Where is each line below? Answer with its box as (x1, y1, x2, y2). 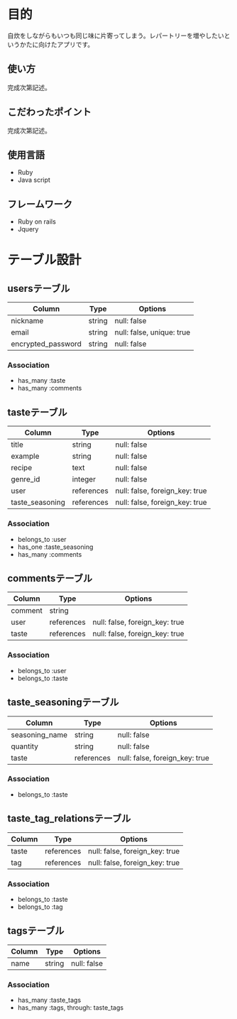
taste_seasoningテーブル (7, 697, 119, 709)
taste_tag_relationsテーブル (7, 812, 131, 824)
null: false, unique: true (114, 327, 190, 337)
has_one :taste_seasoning (17, 543, 94, 551)
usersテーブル (7, 282, 70, 295)
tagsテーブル (7, 925, 65, 937)
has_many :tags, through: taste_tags (17, 1003, 124, 1012)
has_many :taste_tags (17, 996, 82, 1005)
